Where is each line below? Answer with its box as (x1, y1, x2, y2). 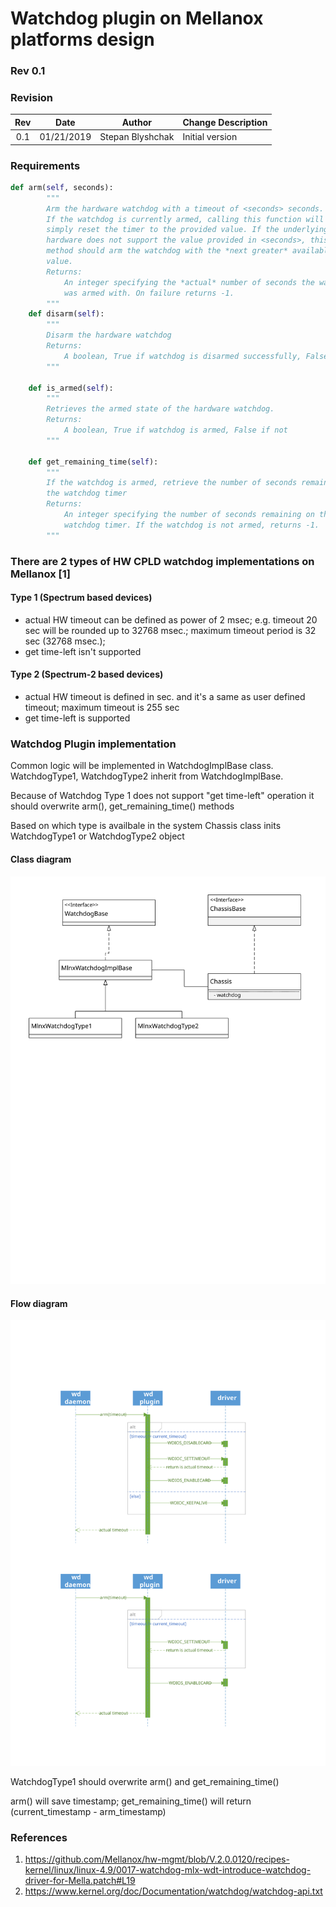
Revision (10, 91, 54, 105)
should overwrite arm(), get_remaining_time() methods (10, 800, 235, 812)
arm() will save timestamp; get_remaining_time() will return (10, 1795, 252, 1807)
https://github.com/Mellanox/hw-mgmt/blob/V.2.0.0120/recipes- (24, 1853, 290, 1866)
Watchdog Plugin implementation (10, 737, 177, 751)
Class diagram (10, 853, 72, 865)
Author (121, 116, 152, 128)
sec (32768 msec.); (24, 635, 106, 647)
